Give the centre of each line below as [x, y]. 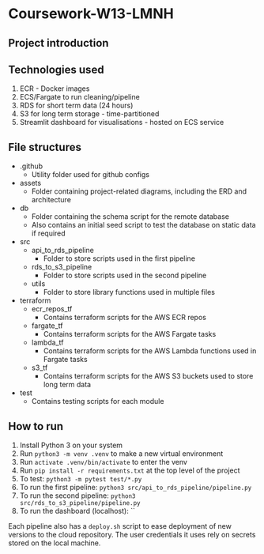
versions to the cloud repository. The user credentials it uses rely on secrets [132, 535]
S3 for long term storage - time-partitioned [89, 114]
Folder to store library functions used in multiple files [129, 292]
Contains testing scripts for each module [98, 401]
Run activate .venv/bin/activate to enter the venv [104, 462]
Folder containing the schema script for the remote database [130, 217]
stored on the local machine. [55, 543]
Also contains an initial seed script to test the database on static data [143, 225]
